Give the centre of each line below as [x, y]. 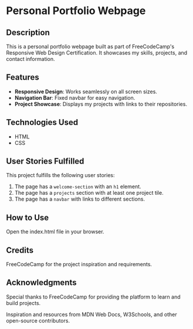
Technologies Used [42, 122]
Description [28, 33]
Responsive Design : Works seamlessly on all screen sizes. [86, 91]
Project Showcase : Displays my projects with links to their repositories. [101, 104]
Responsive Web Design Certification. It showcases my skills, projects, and [97, 53]
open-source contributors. [38, 320]
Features [23, 77]
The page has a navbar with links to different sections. [80, 199]
